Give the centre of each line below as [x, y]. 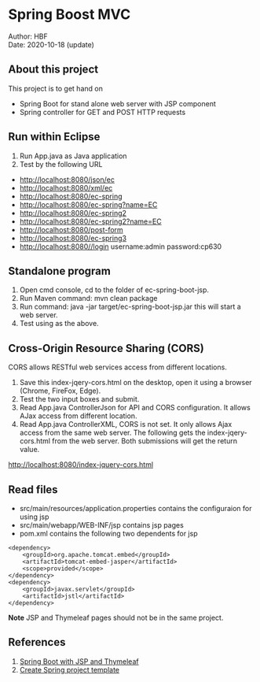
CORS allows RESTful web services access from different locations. [118, 367]
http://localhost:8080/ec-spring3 [73, 238]
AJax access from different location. [78, 416]
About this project [53, 70]
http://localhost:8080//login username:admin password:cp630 [121, 246]
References [37, 642]
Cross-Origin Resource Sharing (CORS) [106, 348]
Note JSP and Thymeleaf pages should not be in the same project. [116, 617]
